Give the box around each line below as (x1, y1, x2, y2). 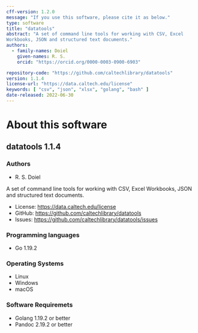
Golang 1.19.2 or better (14, 314, 71, 322)
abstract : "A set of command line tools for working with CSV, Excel (6, 31, 184, 37)
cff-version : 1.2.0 (6, 8, 55, 15)
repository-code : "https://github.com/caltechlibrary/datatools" (6, 70, 173, 76)
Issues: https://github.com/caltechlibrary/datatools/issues (14, 215, 158, 223)
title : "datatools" (6, 25, 55, 32)
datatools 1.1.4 (6, 142, 61, 152)
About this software (6, 118, 107, 132)
